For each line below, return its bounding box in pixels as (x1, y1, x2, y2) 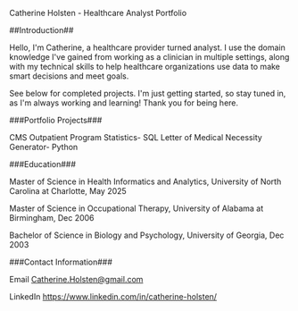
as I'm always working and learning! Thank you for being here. (9, 97, 239, 108)
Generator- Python (9, 142, 79, 152)
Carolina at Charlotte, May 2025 (9, 186, 127, 196)
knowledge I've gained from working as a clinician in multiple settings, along (9, 52, 290, 62)
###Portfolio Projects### (9, 115, 103, 125)
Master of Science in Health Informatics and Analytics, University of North (9, 176, 282, 187)
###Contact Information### (9, 256, 113, 267)
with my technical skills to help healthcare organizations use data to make (9, 62, 281, 71)
